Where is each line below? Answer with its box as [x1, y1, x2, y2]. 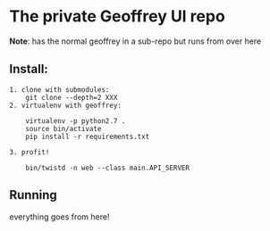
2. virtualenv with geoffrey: [9, 101, 122, 110]
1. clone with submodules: [9, 85, 110, 95]
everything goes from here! [9, 211, 110, 222]
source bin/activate [25, 124, 102, 133]
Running [9, 187, 58, 202]
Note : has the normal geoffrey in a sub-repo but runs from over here [9, 36, 262, 46]
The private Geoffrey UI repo [9, 6, 225, 27]
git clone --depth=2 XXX [25, 93, 118, 102]
